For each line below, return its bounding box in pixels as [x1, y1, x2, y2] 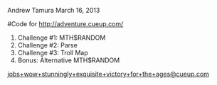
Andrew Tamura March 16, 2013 [7, 6, 100, 14]
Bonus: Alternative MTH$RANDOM [17, 56, 120, 64]
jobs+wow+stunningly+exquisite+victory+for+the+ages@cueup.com [7, 70, 210, 78]
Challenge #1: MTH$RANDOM [17, 33, 106, 42]
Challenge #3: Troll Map [17, 49, 89, 57]
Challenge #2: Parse [17, 41, 78, 49]
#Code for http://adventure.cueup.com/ [7, 20, 124, 28]
